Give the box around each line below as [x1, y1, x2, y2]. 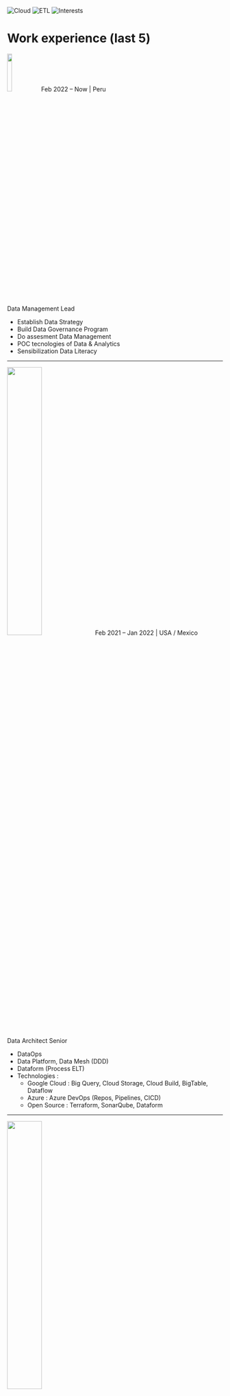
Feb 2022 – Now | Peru [40, 85, 106, 93]
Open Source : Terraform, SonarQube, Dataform [27, 1101, 163, 1109]
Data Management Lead [7, 304, 75, 313]
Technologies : [16, 1072, 60, 1080]
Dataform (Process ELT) [16, 1064, 85, 1072]
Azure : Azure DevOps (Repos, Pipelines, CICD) [27, 1093, 162, 1102]
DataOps [16, 1050, 42, 1058]
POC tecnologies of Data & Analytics [16, 339, 120, 348]
